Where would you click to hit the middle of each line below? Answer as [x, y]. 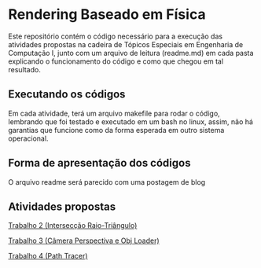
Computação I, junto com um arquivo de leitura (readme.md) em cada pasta [131, 53]
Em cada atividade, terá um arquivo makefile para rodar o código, [114, 113]
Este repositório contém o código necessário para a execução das [115, 36]
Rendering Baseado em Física [107, 15]
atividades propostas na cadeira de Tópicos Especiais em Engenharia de [126, 44]
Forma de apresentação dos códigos [99, 163]
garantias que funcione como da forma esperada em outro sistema [116, 130]
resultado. [24, 69]
